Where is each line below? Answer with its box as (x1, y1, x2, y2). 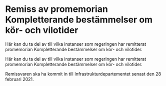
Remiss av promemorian (5, 3, 108, 15)
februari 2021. (5, 76, 34, 82)
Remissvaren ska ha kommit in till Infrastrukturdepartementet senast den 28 (5, 71, 161, 77)
